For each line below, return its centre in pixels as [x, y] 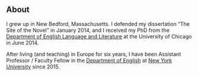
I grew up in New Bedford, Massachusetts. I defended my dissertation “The [98, 24]
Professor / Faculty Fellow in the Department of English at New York [89, 60]
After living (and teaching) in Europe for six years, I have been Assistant [94, 54]
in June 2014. [23, 42]
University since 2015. [33, 67]
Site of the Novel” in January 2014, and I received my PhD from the [88, 30]
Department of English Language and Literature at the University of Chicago [99, 36]
